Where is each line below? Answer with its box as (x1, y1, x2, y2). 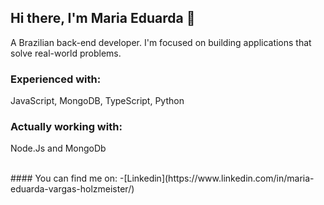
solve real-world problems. (10, 47, 122, 59)
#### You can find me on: (10, 172, 118, 185)
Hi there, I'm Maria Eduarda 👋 (10, 10, 196, 27)
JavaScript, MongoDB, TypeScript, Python (10, 95, 185, 107)
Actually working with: (10, 120, 123, 134)
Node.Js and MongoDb (10, 142, 107, 155)
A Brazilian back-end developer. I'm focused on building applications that (10, 36, 312, 48)
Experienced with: (10, 72, 102, 86)
